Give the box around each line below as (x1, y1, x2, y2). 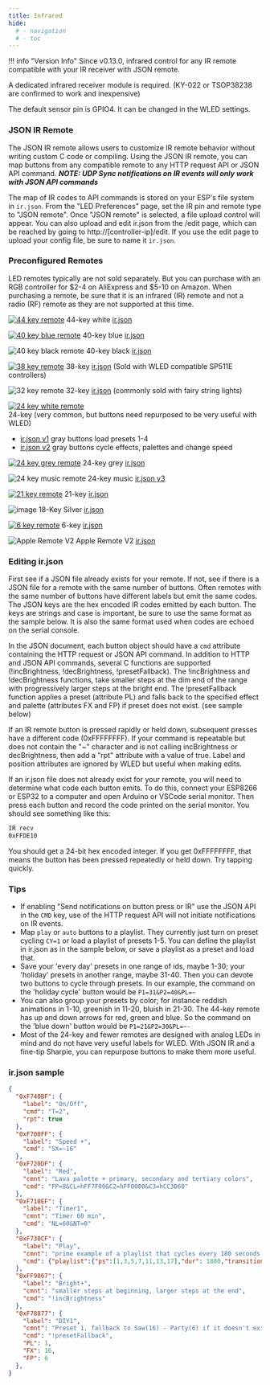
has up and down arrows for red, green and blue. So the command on (19, 1013, 252, 1022)
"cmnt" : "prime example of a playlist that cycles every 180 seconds (22, 1249, 261, 1258)
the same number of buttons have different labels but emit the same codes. (8, 592, 258, 601)
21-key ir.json (63, 489, 108, 498)
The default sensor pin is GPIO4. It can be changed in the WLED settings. (8, 104, 251, 114)
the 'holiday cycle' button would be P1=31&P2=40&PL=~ (19, 987, 196, 997)
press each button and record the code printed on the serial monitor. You (8, 801, 250, 810)
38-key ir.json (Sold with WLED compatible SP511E (65, 361, 233, 371)
